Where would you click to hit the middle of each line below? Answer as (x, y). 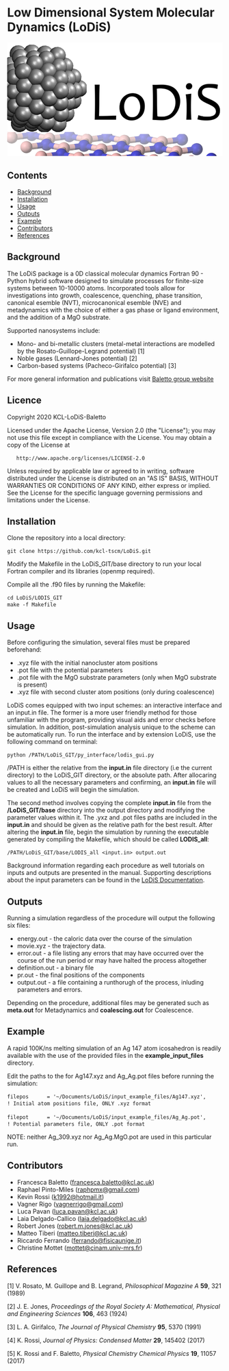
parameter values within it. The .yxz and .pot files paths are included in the (112, 817)
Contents (27, 175)
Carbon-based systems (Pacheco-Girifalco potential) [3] (96, 365)
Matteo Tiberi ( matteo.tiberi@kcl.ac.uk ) (72, 1233)
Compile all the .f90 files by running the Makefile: (76, 584)
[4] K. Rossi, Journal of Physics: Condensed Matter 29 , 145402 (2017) (106, 1340)
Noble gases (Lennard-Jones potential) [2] (77, 358)
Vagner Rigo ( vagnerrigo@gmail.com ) (70, 1204)
